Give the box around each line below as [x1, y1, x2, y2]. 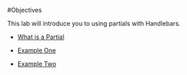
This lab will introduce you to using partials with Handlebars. [7, 19, 181, 27]
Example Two [17, 60, 57, 68]
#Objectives [7, 6, 42, 14]
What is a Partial [17, 33, 65, 41]
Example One [17, 47, 57, 54]
